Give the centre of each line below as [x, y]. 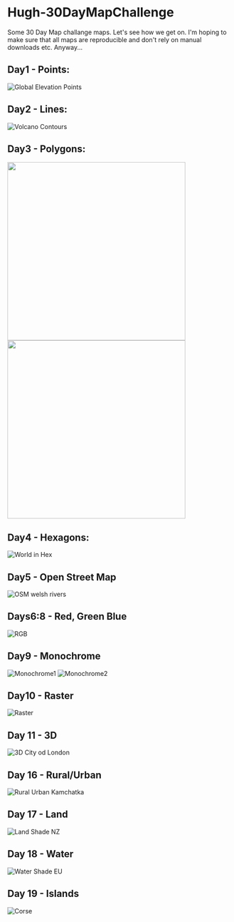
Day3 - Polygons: [47, 149]
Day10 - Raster [41, 696]
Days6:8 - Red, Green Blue [67, 616]
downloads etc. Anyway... [45, 47]
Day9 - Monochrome [54, 656]
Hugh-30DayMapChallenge [91, 12]
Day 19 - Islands [43, 894]
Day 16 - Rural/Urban [54, 775]
